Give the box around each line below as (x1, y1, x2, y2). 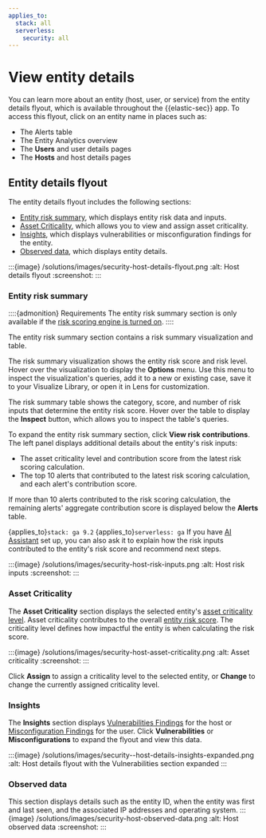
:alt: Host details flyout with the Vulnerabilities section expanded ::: (8, 758, 228, 768)
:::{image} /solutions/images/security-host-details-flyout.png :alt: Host (8, 262, 240, 272)
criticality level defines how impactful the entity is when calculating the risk (8, 623, 255, 633)
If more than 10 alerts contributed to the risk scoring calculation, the (8, 494, 231, 504)
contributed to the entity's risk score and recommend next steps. (8, 544, 221, 554)
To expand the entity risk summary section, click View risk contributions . (8, 430, 251, 439)
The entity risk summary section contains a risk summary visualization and (8, 332, 253, 342)
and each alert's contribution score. (19, 479, 138, 489)
